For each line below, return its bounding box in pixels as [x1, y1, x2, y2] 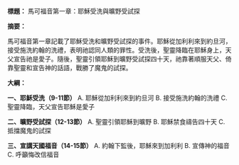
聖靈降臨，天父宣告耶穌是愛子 [7, 103, 95, 110]
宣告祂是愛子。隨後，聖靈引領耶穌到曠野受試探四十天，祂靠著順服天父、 [13, 55, 225, 63]
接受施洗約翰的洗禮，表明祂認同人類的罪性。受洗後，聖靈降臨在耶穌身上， [7, 46, 225, 54]
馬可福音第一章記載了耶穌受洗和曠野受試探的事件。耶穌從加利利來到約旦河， [7, 37, 232, 45]
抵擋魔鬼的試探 [7, 127, 51, 135]
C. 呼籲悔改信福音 [7, 150, 60, 159]
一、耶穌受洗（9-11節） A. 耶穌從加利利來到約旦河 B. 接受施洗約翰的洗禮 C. [7, 93, 228, 102]
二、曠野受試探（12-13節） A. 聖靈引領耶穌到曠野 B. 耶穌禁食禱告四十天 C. [7, 118, 225, 126]
